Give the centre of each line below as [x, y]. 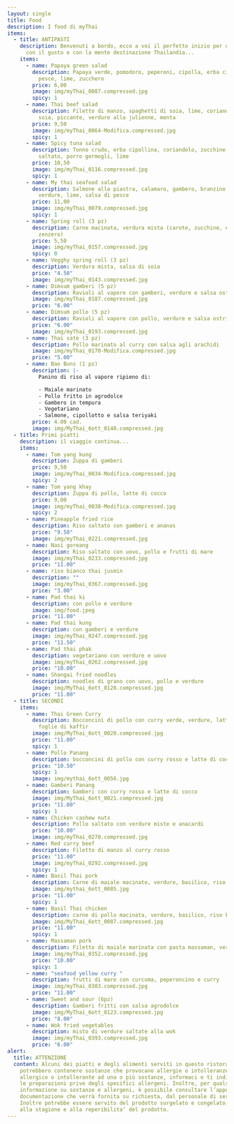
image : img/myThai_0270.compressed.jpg [90, 837]
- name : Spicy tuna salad [63, 144]
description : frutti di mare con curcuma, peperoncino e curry [126, 980]
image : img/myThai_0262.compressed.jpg [90, 662]
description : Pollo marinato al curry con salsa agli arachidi [126, 345]
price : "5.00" [53, 358]
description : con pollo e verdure [82, 604]
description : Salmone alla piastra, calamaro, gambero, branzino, [131, 189]
